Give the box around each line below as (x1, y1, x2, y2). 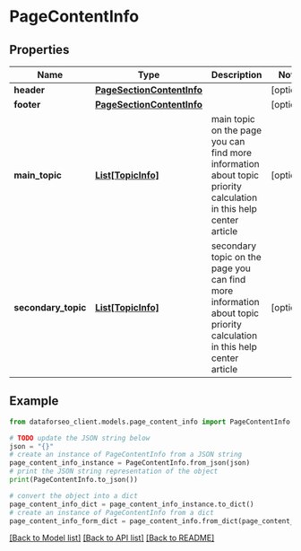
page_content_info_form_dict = (9, 516, 126, 526)
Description (211, 69, 262, 81)
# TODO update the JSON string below (9, 433, 150, 442)
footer (13, 99, 41, 110)
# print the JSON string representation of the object (9, 467, 219, 477)
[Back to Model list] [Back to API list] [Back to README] (9, 532, 215, 544)
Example (9, 393, 59, 409)
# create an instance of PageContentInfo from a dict (9, 508, 215, 517)
